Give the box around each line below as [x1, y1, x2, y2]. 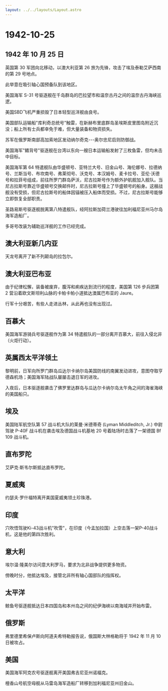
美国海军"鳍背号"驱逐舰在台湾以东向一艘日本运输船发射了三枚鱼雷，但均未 [5, 147, 158, 153]
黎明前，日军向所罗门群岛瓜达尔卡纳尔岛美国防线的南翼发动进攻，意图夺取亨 [5, 367, 163, 374]
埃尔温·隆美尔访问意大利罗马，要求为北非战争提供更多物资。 [5, 562, 129, 568]
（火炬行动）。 [5, 337, 34, 344]
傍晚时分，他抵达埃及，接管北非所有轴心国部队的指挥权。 [5, 572, 123, 578]
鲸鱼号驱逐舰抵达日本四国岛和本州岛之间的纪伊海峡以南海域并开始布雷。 [5, 603, 154, 609]
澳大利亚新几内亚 [5, 239, 58, 248]
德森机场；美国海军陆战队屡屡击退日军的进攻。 [5, 374, 101, 380]
